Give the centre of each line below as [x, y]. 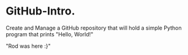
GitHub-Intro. [40, 11]
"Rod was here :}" [28, 46]
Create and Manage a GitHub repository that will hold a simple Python [94, 28]
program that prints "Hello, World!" [50, 34]
